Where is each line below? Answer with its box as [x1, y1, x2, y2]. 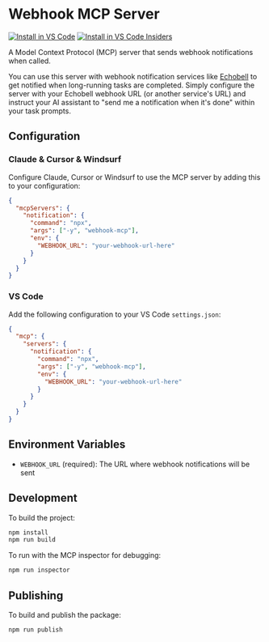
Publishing [8, 589, 64, 602]
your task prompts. [8, 106, 71, 116]
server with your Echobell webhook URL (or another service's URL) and [8, 88, 246, 98]
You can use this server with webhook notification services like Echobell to [8, 71, 258, 81]
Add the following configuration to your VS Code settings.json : [8, 309, 221, 319]
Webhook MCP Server [8, 5, 160, 23]
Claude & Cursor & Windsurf [8, 154, 122, 165]
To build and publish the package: [8, 610, 121, 619]
